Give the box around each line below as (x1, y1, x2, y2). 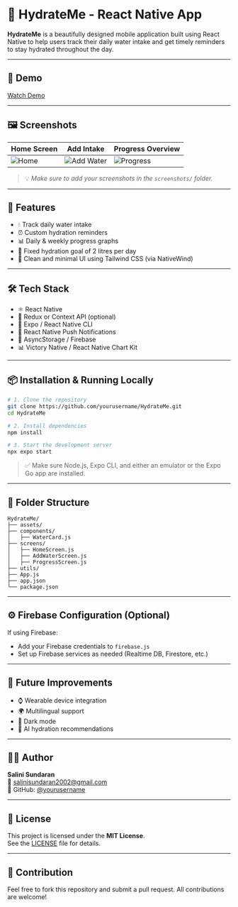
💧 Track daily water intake (17, 220, 92, 229)
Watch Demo (7, 91, 45, 99)
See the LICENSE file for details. (7, 839, 101, 847)
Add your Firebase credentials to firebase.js (17, 642, 150, 650)
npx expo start (7, 449, 52, 456)
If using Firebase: (7, 628, 58, 637)
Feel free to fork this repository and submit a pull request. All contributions (7, 885, 225, 894)
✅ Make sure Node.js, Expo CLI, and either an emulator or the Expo (24, 461, 221, 470)
